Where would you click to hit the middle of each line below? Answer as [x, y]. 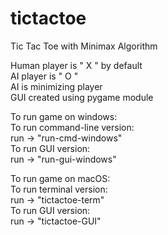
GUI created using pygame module [82, 97]
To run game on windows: [64, 116]
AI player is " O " [44, 76]
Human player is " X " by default [76, 65]
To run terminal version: [59, 189]
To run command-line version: [72, 127]
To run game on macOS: [60, 178]
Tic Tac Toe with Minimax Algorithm [84, 46]
